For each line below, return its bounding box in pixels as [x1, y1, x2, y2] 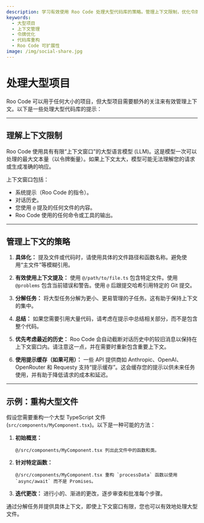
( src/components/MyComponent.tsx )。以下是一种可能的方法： [6, 421, 156, 428]
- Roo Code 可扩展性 [12, 43, 60, 49]
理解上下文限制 [6, 130, 63, 141]
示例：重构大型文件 [6, 396, 78, 407]
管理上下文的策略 [6, 236, 70, 246]
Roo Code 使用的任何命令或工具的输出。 [15, 211, 117, 218]
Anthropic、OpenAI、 [127, 356, 182, 363]
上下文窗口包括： [6, 175, 49, 183]
